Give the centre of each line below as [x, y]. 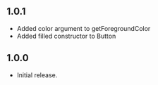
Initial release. [37, 75]
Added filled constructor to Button [66, 36]
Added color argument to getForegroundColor [84, 28]
